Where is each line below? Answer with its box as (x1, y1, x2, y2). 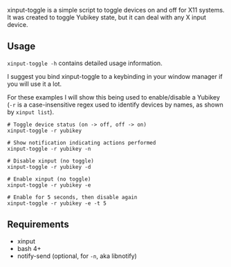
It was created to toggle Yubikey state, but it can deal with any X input (7, 13, 206, 21)
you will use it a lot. (7, 80, 62, 88)
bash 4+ (17, 244, 41, 252)
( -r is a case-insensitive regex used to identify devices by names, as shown (7, 100, 223, 109)
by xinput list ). (7, 107, 54, 116)
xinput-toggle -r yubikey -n (7, 145, 91, 152)
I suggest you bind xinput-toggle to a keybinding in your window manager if (7, 72, 223, 80)
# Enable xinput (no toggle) (7, 176, 91, 183)
